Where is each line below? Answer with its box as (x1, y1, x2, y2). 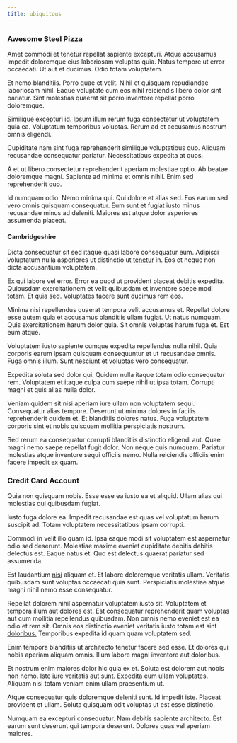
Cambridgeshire (7, 232, 57, 241)
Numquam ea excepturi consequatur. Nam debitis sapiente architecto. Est (7, 714, 222, 722)
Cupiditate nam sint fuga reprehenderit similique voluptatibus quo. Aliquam (7, 143, 226, 152)
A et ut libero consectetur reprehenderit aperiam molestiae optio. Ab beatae (7, 164, 229, 173)
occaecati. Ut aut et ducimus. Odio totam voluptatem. (7, 64, 163, 73)
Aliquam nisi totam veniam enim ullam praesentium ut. (7, 679, 165, 688)
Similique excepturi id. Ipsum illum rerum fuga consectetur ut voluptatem (7, 115, 219, 123)
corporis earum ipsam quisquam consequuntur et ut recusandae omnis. (7, 350, 216, 358)
